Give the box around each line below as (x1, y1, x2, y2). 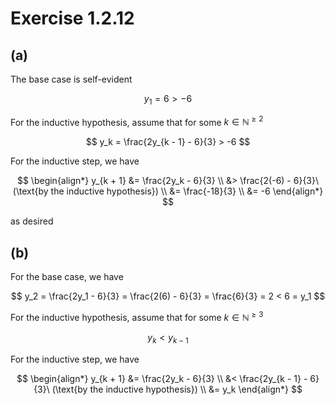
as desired (10, 215, 54, 227)
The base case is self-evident (10, 73, 133, 85)
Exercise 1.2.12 (10, 7, 135, 30)
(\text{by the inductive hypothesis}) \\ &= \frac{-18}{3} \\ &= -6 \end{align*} (12, 185, 324, 197)
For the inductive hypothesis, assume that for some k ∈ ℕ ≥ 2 (10, 114, 264, 128)
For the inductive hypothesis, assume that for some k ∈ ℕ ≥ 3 (10, 310, 264, 323)
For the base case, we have (10, 271, 124, 283)
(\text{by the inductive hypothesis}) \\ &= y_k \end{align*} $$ (51, 383, 303, 395)
